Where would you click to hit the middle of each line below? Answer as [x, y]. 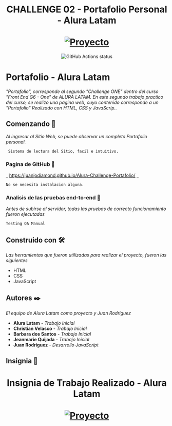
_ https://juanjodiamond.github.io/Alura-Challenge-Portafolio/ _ [72, 175]
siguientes [17, 261]
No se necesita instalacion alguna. [45, 184]
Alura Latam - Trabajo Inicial [44, 323]
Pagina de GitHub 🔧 [31, 164]
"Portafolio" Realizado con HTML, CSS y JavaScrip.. [61, 108]
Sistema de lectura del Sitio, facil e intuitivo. [63, 151]
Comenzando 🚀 [31, 124]
